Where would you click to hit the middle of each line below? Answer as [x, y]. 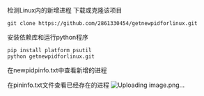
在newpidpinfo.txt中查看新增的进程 [57, 70]
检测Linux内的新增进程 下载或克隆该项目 [65, 10]
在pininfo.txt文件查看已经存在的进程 [58, 85]
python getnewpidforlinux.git [51, 56]
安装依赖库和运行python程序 [48, 37]
